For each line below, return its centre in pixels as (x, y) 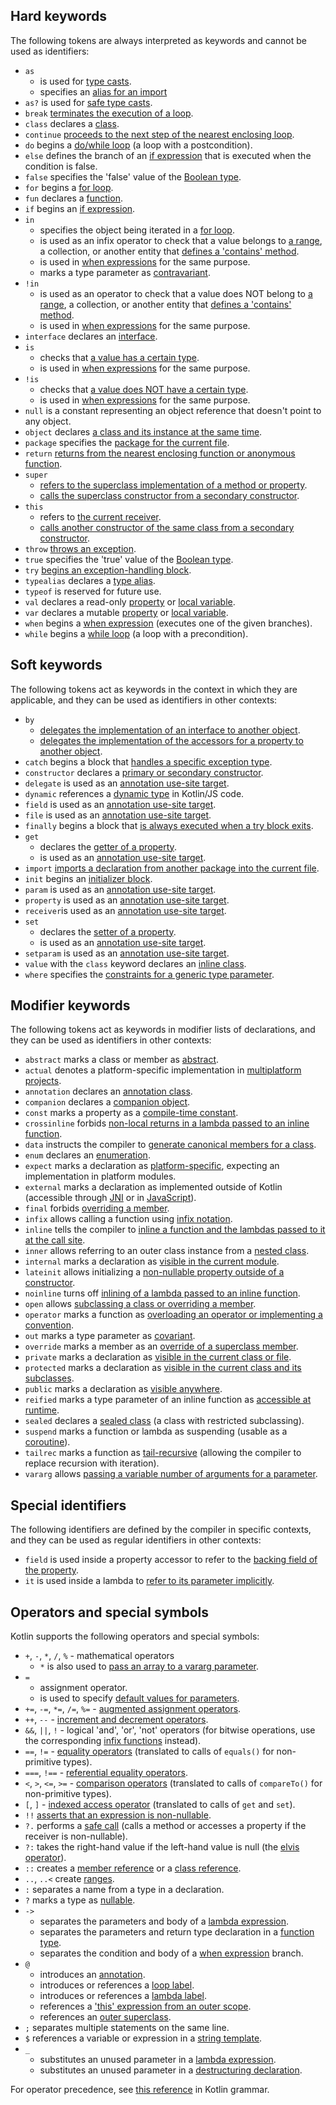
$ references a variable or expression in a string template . (143, 2038)
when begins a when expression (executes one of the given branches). (168, 623)
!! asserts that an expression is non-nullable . (118, 1815)
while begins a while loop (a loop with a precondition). (136, 633)
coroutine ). (47, 1442)
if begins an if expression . (80, 208)
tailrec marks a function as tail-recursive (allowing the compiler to (163, 1453)
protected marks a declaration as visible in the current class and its (163, 1368)
